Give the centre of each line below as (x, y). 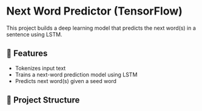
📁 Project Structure (43, 100)
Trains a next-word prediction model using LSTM (76, 75)
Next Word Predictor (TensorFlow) (95, 11)
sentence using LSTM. (34, 34)
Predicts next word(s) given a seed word (66, 81)
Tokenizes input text (40, 68)
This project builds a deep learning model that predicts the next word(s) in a (101, 28)
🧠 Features (27, 54)
